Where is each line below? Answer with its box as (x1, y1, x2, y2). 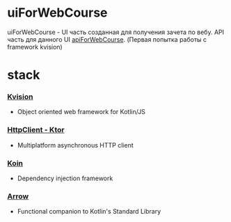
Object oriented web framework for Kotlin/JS (17, 108, 146, 116)
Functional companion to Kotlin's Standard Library (17, 207, 161, 216)
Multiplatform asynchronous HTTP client (17, 141, 134, 149)
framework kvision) (7, 42, 63, 51)
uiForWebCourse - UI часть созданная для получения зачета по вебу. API (7, 28, 225, 36)
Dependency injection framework (17, 174, 113, 182)
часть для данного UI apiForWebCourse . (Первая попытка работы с (7, 35, 207, 43)
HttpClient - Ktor (7, 125, 65, 135)
